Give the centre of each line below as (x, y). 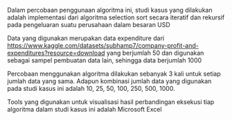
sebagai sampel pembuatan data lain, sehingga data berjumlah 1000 (105, 60)
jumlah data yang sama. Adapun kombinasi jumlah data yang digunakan (109, 81)
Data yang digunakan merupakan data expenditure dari (86, 38)
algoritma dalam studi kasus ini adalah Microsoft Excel (84, 109)
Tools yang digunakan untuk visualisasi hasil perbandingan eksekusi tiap (111, 102)
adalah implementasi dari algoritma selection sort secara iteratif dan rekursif (116, 17)
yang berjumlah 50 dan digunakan (155, 53)
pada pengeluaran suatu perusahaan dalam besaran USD (89, 25)
